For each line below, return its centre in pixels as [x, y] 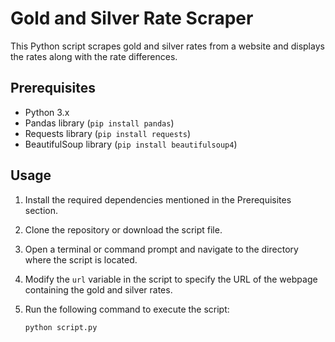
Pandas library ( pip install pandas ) [99, 123]
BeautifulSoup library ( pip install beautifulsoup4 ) [131, 144]
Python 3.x [47, 112]
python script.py [61, 327]
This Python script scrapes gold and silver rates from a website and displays [167, 46]
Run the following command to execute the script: [127, 309]
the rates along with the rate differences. [94, 56]
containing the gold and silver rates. [98, 289]
